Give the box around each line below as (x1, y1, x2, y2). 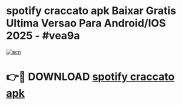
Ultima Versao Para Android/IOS (6, 16, 166, 30)
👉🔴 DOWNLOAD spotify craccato (6, 70, 175, 83)
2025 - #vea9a (6, 29, 81, 42)
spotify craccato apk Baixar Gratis (6, 4, 177, 18)
